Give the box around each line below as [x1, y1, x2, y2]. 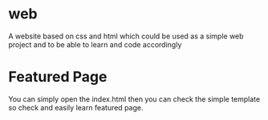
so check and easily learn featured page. [8, 102, 144, 112]
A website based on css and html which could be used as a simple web [8, 31, 244, 41]
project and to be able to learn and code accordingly [8, 39, 182, 49]
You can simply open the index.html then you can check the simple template [8, 94, 261, 104]
